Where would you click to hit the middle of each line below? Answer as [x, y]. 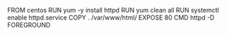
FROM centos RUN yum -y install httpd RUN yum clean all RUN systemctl [113, 10]
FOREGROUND [29, 25]
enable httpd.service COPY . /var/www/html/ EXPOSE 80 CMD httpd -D [111, 17]
